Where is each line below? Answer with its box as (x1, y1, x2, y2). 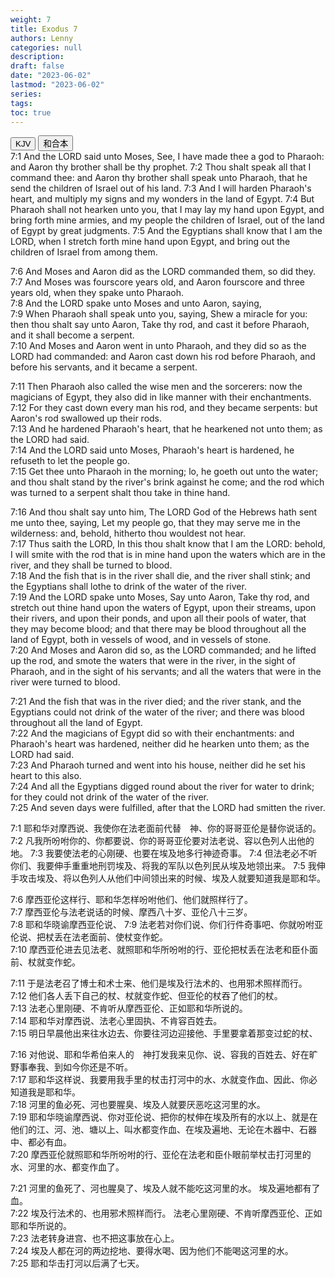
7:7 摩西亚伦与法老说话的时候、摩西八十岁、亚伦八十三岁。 (10, 906, 253, 918)
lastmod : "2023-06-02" (10, 80, 105, 90)
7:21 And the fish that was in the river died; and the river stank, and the (10, 696, 302, 708)
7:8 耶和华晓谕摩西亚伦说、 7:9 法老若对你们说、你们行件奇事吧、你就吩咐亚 (10, 919, 324, 931)
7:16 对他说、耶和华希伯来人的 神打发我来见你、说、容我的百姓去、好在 (10, 1049, 310, 1061)
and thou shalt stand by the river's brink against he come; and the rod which (10, 476, 325, 488)
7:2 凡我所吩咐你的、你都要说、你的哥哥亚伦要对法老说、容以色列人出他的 (10, 835, 315, 847)
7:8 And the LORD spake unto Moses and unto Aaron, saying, (10, 297, 262, 310)
